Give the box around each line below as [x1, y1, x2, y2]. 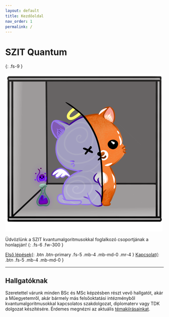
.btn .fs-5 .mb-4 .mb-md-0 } [5, 257, 64, 263]
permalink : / [5, 24, 33, 29]
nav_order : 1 [5, 19, 33, 24]
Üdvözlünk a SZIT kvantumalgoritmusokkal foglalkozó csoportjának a [5, 237, 149, 243]
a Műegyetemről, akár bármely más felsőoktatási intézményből [5, 295, 136, 301]
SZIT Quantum [5, 47, 67, 58]
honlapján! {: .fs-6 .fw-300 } [5, 242, 64, 248]
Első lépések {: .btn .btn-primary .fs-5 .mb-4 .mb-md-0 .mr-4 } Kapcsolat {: [5, 252, 159, 258]
